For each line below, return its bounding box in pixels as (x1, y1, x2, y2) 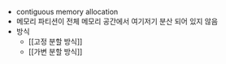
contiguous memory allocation (15, 7, 119, 16)
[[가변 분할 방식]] (28, 47, 83, 56)
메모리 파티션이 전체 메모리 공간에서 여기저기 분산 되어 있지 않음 (15, 16, 218, 26)
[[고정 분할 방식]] (28, 36, 83, 46)
